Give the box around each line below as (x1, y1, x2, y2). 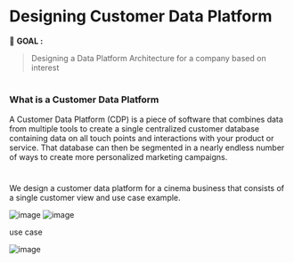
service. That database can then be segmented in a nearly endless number (9, 142, 285, 153)
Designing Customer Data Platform (9, 6, 273, 27)
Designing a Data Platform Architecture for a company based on (30, 52, 266, 63)
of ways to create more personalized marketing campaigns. (9, 151, 228, 162)
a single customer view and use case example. (9, 192, 181, 203)
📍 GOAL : (9, 36, 44, 46)
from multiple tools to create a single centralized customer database (9, 123, 260, 134)
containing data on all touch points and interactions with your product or (9, 132, 274, 143)
